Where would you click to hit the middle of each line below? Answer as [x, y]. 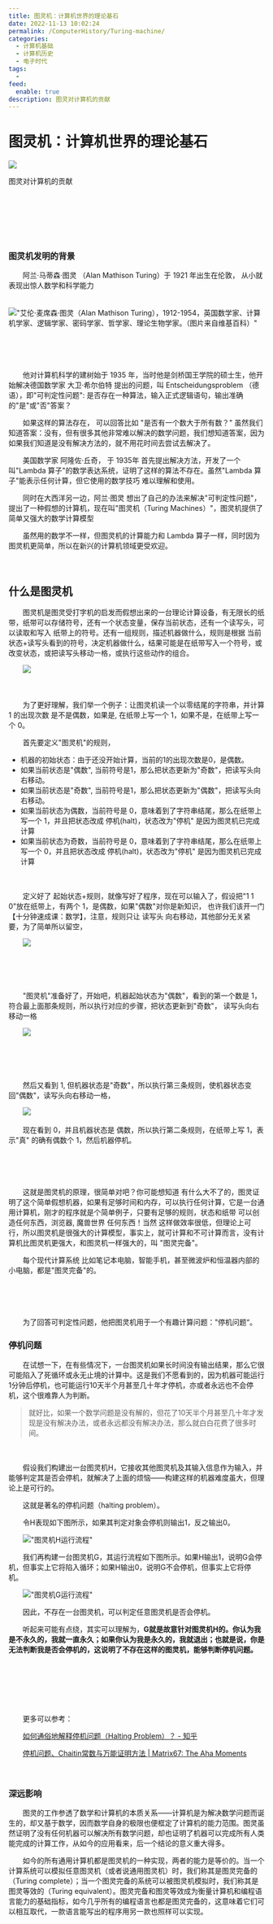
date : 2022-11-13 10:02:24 [54, 24]
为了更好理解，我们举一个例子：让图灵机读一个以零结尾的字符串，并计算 [143, 705]
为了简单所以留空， [54, 927]
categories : [28, 39]
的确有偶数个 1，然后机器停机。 [84, 1141]
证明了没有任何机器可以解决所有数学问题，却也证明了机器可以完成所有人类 [140, 1833]
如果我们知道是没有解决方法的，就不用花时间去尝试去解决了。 [112, 443]
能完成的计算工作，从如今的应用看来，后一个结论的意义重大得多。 [119, 1843]
